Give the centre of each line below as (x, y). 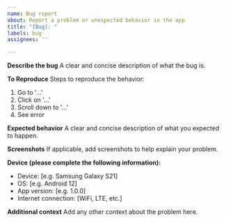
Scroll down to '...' (43, 107)
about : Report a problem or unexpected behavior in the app (96, 20)
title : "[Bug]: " (32, 26)
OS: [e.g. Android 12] (47, 184)
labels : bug (24, 33)
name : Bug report (32, 14)
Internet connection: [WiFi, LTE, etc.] (70, 199)
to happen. (23, 136)
